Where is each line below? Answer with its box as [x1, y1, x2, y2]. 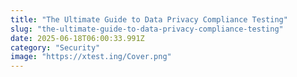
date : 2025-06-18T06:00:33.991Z [10, 33, 145, 43]
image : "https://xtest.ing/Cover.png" [10, 52, 172, 62]
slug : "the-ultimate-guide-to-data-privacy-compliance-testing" [10, 24, 284, 34]
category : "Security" [10, 42, 101, 53]
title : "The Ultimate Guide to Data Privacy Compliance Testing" [10, 14, 288, 25]
